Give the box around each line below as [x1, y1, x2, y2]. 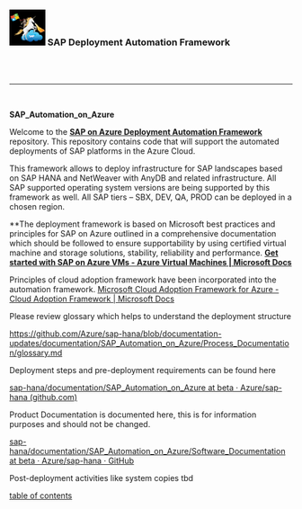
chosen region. [9, 201, 66, 212]
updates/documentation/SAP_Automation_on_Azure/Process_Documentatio [9, 338, 289, 349]
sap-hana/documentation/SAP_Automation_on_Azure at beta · [9, 382, 239, 393]
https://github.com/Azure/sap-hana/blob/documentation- [9, 328, 222, 339]
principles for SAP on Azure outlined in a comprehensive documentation [9, 228, 277, 239]
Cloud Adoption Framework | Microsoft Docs [9, 293, 175, 305]
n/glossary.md [9, 347, 63, 359]
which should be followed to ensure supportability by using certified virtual [9, 238, 287, 249]
